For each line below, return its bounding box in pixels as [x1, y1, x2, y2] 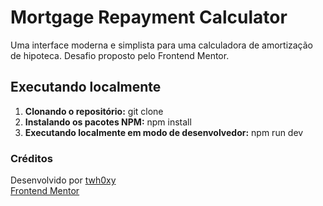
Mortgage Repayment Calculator [10, 6, 288, 29]
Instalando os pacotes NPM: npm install [24, 116, 192, 128]
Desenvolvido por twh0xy [10, 174, 117, 186]
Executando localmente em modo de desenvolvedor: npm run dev [24, 126, 304, 138]
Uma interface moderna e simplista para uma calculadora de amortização [10, 39, 314, 51]
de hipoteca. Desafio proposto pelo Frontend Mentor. [10, 49, 230, 61]
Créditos [10, 151, 53, 165]
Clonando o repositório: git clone [24, 105, 164, 117]
